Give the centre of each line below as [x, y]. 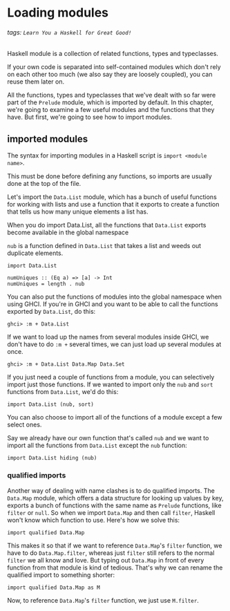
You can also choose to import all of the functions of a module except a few [115, 417]
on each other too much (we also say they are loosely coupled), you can [110, 75]
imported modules [48, 139]
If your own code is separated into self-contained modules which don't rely [114, 67]
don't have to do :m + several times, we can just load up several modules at [114, 344]
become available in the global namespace [68, 232]
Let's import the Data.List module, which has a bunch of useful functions [112, 197]
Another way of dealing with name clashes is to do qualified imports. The [111, 490]
